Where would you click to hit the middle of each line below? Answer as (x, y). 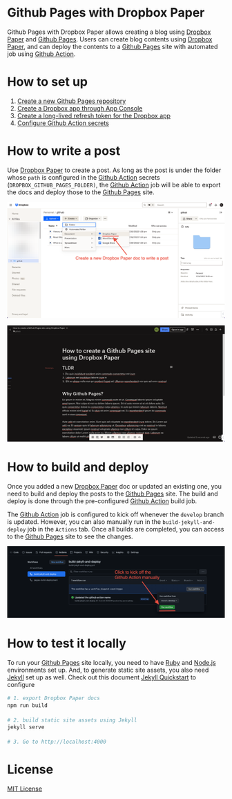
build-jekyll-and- (188, 523)
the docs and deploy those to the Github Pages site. (81, 192)
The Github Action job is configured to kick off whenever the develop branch (116, 515)
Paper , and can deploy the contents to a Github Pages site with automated (113, 46)
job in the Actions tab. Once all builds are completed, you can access (126, 529)
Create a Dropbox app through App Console (80, 108)
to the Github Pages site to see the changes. (70, 536)
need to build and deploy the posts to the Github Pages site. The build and (113, 494)
